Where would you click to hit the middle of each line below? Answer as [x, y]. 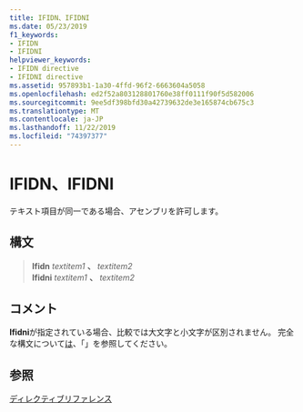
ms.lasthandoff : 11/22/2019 [63, 128]
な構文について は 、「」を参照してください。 [91, 344]
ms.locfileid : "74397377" [58, 136]
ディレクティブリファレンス [61, 399]
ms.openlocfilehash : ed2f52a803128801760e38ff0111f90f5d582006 [132, 94]
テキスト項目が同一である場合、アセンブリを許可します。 [116, 211]
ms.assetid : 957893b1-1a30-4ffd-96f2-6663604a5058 [107, 85]
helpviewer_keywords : [50, 60]
